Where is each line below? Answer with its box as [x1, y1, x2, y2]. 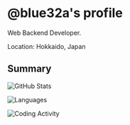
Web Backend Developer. [7, 28, 82, 37]
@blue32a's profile [7, 5, 123, 21]
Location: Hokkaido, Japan [7, 42, 86, 50]
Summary [7, 62, 52, 75]
